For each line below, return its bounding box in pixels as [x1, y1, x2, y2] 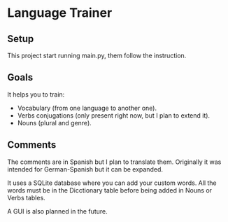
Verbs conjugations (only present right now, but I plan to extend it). [17, 111, 211, 120]
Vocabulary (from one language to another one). [17, 104, 157, 112]
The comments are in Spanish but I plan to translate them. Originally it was [7, 158, 222, 166]
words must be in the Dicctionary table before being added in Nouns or [7, 186, 212, 194]
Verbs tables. [7, 193, 45, 202]
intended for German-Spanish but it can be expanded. [7, 165, 163, 173]
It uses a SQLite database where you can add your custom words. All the [7, 179, 217, 187]
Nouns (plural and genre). [17, 118, 92, 127]
